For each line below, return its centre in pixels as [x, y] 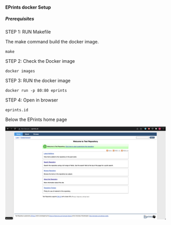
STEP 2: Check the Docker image [40, 61]
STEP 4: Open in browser [32, 100]
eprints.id [17, 110]
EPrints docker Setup [28, 7]
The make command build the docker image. [52, 41]
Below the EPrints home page [36, 119]
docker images [20, 71]
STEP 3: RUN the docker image [38, 80]
